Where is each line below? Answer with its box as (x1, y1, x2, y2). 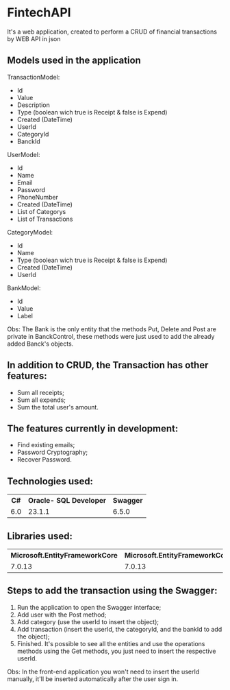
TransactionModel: (7, 73, 60, 81)
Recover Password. (16, 455, 72, 464)
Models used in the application (7, 55, 142, 67)
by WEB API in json (7, 34, 61, 43)
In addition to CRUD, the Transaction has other (7, 359, 209, 371)
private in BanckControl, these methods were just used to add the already (7, 332, 215, 340)
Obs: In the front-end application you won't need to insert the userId (7, 667, 200, 676)
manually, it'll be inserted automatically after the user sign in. (7, 674, 179, 683)
